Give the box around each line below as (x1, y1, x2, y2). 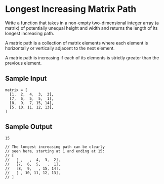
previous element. (5, 60, 42, 66)
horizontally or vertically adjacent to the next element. (5, 45, 115, 51)
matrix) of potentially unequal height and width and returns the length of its (5, 25, 158, 31)
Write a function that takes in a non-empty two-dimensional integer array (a (5, 20, 159, 26)
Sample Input (5, 74, 47, 83)
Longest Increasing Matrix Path (5, 3, 137, 15)
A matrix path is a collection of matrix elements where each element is (5, 40, 148, 46)
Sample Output (5, 123, 53, 131)
